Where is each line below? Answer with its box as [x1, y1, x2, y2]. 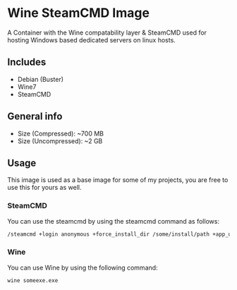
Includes [7, 56, 47, 68]
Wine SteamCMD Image [7, 5, 150, 21]
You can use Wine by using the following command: [7, 263, 158, 272]
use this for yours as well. [7, 183, 82, 192]
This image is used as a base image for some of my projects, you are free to [7, 176, 229, 184]
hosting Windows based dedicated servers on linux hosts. [7, 35, 176, 44]
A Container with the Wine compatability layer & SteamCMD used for [7, 28, 207, 37]
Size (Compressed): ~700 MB [17, 129, 104, 138]
